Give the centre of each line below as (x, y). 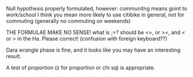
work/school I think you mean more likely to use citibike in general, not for (95, 15)
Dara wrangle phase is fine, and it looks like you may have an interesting (93, 50)
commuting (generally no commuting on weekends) (68, 21)
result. (14, 56)
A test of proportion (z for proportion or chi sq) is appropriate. (81, 68)
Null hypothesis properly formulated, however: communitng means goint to (97, 9)
